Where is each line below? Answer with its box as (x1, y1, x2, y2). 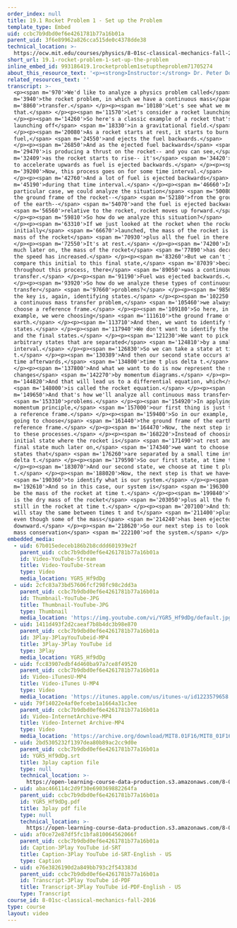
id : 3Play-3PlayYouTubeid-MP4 (20, 634, 109, 641)
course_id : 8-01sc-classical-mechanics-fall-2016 (7, 897, 157, 904)
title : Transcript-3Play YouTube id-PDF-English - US (20, 884, 181, 891)
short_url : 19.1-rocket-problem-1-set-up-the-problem (7, 56, 169, 64)
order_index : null (7, 10, 61, 18)
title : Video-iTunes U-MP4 (20, 680, 99, 687)
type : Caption (20, 857, 61, 864)
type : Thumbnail (20, 608, 68, 615)
